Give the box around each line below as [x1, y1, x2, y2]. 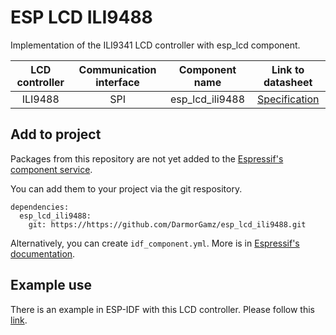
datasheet [263, 75, 313, 89]
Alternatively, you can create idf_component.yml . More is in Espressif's [10, 237, 300, 249]
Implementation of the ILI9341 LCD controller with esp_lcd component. [10, 39, 301, 51]
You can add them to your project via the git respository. [10, 182, 243, 195]
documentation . [10, 247, 76, 260]
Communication [78, 62, 157, 76]
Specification [256, 92, 320, 106]
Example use [10, 277, 93, 294]
